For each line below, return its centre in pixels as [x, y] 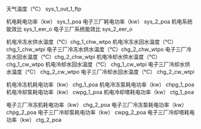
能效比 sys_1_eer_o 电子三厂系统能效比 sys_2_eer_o [70, 29]
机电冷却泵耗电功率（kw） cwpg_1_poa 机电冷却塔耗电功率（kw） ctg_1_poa [100, 92]
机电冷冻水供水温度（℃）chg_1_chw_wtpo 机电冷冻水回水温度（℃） [91, 42]
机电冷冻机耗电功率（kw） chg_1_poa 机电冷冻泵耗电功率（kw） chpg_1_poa [100, 85]
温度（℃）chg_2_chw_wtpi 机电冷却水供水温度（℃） [94, 57]
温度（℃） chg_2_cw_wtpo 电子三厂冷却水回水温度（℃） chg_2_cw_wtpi [103, 72]
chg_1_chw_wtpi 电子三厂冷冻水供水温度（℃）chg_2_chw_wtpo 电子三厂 [96, 49]
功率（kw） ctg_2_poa [34, 120]
